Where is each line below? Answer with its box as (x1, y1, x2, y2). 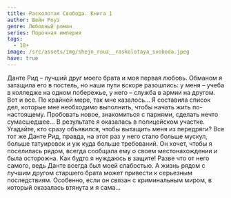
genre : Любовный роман (7, 23, 72, 30)
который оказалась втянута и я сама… (7, 183, 121, 191)
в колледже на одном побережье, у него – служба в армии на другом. (7, 88, 216, 96)
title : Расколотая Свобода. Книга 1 (7, 10, 112, 17)
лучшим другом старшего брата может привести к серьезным (7, 168, 193, 177)
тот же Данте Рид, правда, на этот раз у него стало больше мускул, (7, 132, 208, 140)
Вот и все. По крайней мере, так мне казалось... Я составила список (7, 96, 211, 104)
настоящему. (7, 110, 46, 118)
